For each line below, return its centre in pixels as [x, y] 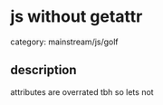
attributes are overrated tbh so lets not [82, 91]
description [43, 70]
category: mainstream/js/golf [64, 42]
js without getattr [77, 17]
